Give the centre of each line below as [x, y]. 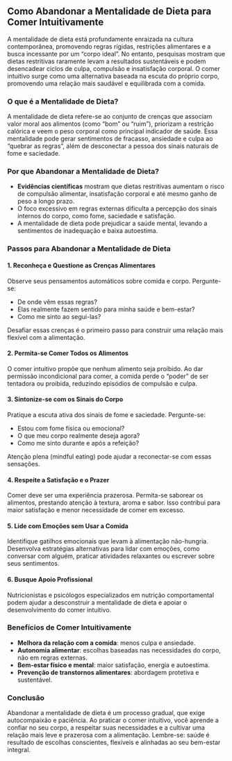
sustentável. [35, 680]
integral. [19, 750]
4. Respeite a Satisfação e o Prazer [58, 480]
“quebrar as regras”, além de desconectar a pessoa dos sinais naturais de [113, 146]
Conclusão [26, 698]
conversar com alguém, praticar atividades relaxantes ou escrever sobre [111, 556]
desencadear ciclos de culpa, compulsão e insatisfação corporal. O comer [114, 68]
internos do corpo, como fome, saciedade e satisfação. [96, 216]
